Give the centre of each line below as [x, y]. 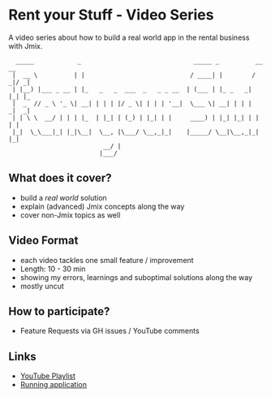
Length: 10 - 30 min [53, 269]
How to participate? [59, 311]
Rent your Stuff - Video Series [111, 15]
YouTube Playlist [47, 376]
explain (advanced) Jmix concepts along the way [102, 206]
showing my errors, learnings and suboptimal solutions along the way [136, 277]
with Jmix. [26, 45]
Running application [54, 385]
